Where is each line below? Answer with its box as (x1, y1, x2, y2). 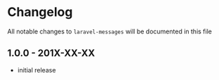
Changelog (7, 4, 73, 20)
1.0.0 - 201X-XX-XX (7, 47, 95, 59)
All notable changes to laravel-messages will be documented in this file (7, 27, 212, 35)
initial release (17, 65, 56, 74)
